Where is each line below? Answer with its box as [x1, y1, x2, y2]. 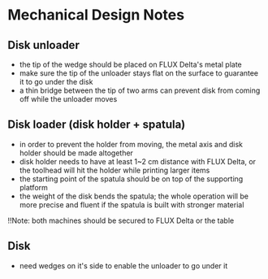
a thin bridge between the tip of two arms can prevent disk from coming [19, 85, 261, 95]
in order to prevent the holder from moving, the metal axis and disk [19, 139, 243, 149]
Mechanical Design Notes [7, 6, 184, 24]
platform [19, 182, 48, 192]
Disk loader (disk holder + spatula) [7, 118, 186, 132]
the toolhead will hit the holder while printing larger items [19, 165, 210, 175]
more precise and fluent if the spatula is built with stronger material [19, 199, 244, 209]
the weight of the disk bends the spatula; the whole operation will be [19, 191, 249, 201]
